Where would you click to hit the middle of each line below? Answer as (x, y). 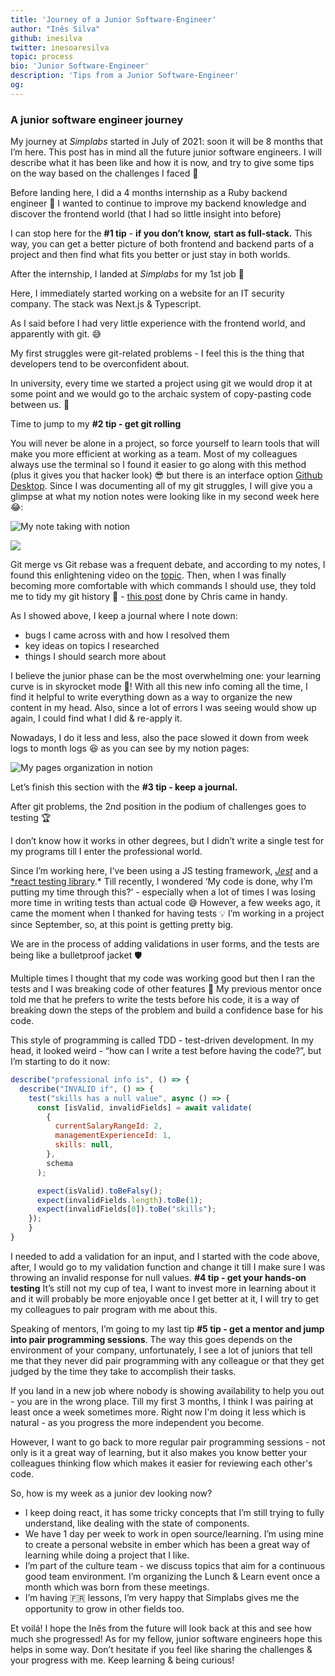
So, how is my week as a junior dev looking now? (111, 1493)
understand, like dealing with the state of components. (137, 1523)
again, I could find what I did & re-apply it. (96, 718)
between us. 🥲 (40, 405)
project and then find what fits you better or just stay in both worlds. (150, 255)
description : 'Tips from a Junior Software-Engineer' (125, 76)
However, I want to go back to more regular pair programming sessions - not (168, 1442)
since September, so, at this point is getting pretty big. (122, 925)
